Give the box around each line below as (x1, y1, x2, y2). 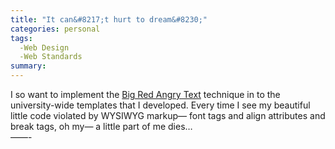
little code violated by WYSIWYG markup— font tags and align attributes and (10, 110, 326, 121)
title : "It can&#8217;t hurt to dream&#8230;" (10, 14, 208, 25)
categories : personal (10, 24, 101, 34)
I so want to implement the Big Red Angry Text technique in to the (10, 89, 281, 100)
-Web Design (19, 42, 70, 53)
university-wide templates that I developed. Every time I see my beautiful (10, 99, 311, 111)
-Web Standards (19, 52, 83, 62)
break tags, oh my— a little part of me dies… (10, 121, 193, 132)
